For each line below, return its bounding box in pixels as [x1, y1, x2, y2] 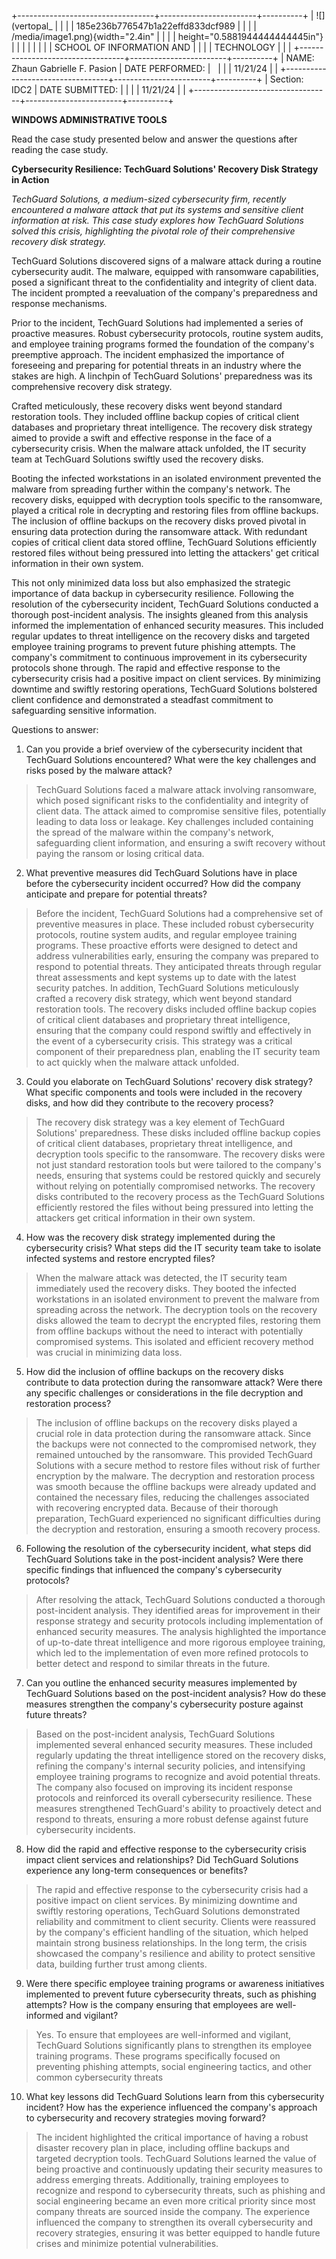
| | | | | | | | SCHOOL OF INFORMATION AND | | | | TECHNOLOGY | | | [11, 41, 292, 53]
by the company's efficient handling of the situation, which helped [35, 1926, 309, 1938]
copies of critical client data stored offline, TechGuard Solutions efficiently [11, 536, 318, 548]
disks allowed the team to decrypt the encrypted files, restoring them [35, 1315, 321, 1326]
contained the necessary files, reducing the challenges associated [35, 1491, 310, 1503]
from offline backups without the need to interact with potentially [35, 1325, 304, 1337]
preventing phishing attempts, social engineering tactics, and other [35, 2061, 312, 2072]
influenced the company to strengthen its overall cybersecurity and [35, 2216, 314, 2228]
